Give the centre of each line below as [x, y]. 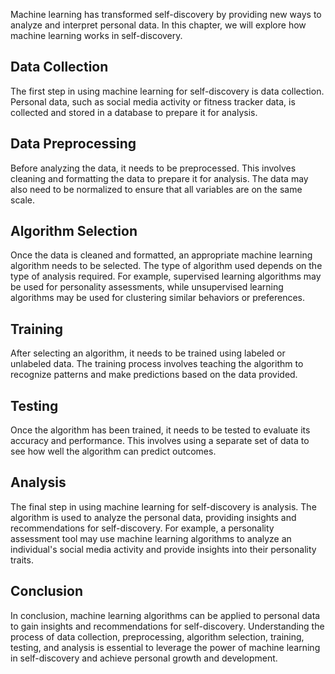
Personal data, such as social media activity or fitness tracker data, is [153, 101]
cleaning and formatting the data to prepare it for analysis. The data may [159, 178]
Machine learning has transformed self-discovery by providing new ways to [166, 14]
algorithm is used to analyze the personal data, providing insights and [153, 517]
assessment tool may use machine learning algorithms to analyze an [151, 538]
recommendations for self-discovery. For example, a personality [142, 528]
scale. [22, 200]
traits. [22, 560]
